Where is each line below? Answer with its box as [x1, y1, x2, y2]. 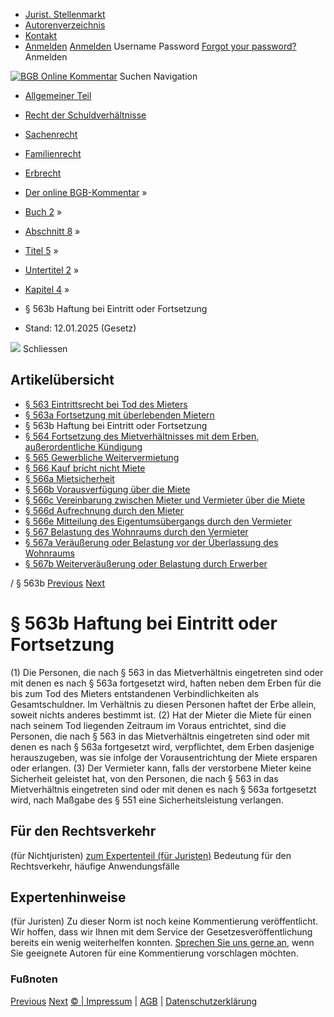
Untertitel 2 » [24, 264, 80, 276]
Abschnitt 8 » [24, 225, 81, 237]
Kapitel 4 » [24, 284, 70, 295]
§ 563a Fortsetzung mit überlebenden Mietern [24, 409, 215, 421]
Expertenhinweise [10, 889, 127, 906]
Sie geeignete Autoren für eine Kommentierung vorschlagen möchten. [10, 947, 299, 959]
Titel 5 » [24, 245, 59, 256]
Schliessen [22, 343, 68, 354]
